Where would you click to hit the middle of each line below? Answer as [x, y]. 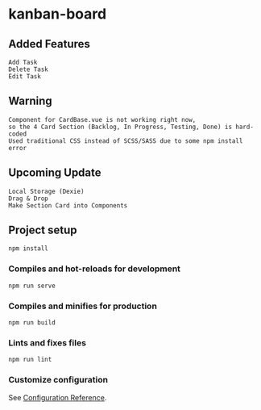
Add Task [23, 62]
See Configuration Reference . [58, 397]
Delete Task [28, 69]
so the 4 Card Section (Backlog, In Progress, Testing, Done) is [120, 127]
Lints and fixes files [48, 342]
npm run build [32, 323]
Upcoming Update [55, 173]
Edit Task [25, 77]
